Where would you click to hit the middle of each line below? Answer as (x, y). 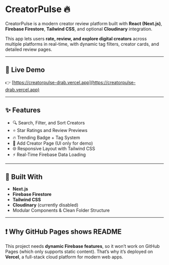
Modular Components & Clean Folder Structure (61, 211)
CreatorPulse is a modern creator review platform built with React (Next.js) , (84, 23)
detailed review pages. (29, 49)
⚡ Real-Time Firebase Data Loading (49, 154)
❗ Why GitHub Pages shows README (63, 231)
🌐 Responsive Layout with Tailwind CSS (54, 148)
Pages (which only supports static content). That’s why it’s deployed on (79, 252)
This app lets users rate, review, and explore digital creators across (76, 38)
